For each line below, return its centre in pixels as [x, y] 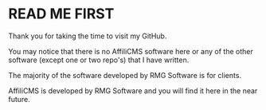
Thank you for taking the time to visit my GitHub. [88, 36]
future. [19, 99]
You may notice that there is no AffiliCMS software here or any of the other [131, 51]
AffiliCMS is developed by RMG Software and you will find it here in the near [133, 90]
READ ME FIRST [61, 14]
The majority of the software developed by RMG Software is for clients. [125, 75]
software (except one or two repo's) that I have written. [99, 60]
